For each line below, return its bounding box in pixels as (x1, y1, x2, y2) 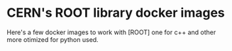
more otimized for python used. (6, 35, 99, 43)
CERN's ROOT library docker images (6, 5, 225, 21)
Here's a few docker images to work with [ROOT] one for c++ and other (6, 28, 216, 36)
